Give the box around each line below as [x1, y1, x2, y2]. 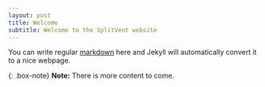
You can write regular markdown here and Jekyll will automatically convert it [8, 48, 257, 57]
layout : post [8, 11, 51, 20]
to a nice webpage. [8, 56, 71, 65]
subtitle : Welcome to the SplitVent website [8, 26, 157, 34]
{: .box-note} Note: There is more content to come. [8, 71, 175, 81]
